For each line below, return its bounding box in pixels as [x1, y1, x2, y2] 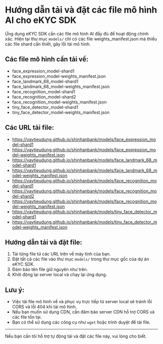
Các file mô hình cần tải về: [5, 55, 89, 64]
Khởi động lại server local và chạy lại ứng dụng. [12, 272, 107, 277]
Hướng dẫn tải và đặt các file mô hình [5, 4, 157, 16]
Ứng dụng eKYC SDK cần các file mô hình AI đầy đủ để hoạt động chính [5, 31, 149, 36]
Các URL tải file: [5, 123, 54, 132]
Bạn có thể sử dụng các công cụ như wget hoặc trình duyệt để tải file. [12, 319, 151, 325]
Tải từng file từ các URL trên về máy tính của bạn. [12, 251, 111, 257]
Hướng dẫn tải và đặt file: [5, 238, 82, 246]
